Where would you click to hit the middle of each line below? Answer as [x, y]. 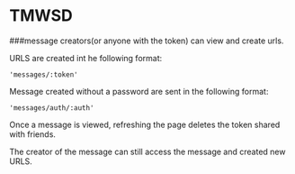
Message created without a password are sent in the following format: [139, 91]
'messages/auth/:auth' [52, 108]
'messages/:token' [44, 74]
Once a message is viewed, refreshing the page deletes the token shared [145, 124]
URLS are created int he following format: [86, 58]
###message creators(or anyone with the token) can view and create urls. [147, 41]
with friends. [33, 134]
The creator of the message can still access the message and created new [147, 151]
